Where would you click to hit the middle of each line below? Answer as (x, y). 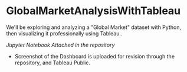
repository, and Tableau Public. (52, 63)
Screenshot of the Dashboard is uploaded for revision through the (95, 56)
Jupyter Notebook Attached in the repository (60, 45)
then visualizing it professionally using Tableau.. (64, 33)
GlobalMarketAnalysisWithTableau (93, 11)
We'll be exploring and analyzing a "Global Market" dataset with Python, (94, 27)
